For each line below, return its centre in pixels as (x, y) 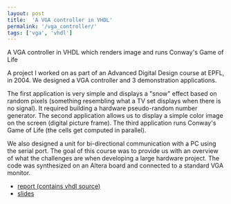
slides (26, 194)
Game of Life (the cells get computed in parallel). (77, 130)
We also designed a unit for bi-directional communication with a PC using (112, 144)
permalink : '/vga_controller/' (52, 26)
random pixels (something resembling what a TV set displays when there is (114, 101)
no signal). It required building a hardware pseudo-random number (102, 108)
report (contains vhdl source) (59, 186)
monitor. (19, 173)
